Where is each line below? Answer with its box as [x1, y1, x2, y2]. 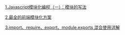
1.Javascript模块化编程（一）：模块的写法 [5, 4, 87, 10]
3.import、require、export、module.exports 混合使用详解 [5, 24, 120, 30]
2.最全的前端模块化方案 [5, 14, 52, 20]
